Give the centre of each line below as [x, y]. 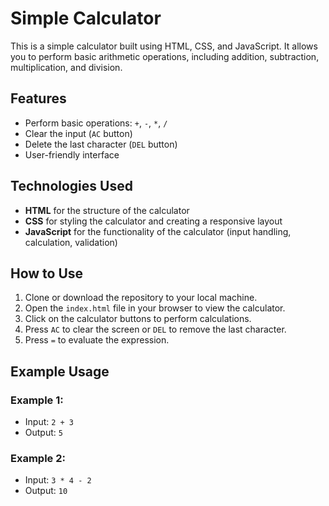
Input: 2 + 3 [49, 422]
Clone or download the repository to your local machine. [141, 298]
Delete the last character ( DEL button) [101, 144]
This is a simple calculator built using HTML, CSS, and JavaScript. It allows [164, 46]
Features [38, 98]
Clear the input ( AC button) [78, 133]
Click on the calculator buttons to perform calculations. [138, 319]
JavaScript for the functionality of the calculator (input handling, [158, 231]
